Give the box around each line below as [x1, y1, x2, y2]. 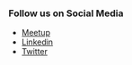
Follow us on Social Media [8, 7, 124, 20]
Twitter [21, 46, 48, 57]
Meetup [21, 28, 51, 38]
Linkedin [21, 37, 54, 47]
